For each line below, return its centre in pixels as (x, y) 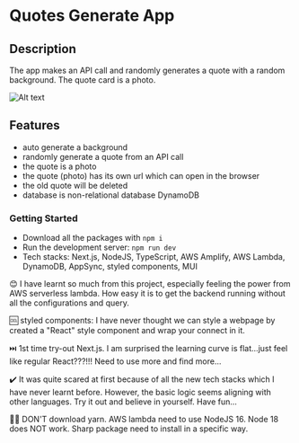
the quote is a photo (59, 166)
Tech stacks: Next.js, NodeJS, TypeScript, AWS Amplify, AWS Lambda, (154, 257)
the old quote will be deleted (75, 185)
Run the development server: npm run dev (99, 247)
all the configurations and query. (70, 303)
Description (43, 49)
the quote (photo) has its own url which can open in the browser (141, 175)
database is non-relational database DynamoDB (111, 195)
